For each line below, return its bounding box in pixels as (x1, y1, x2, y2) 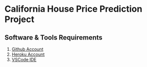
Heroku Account (11, 51, 45, 57)
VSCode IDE (11, 57, 37, 62)
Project (4, 14, 35, 25)
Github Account (11, 46, 43, 52)
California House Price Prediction (4, 3, 143, 15)
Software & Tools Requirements (4, 33, 103, 42)
